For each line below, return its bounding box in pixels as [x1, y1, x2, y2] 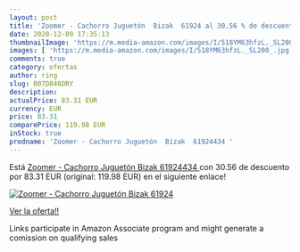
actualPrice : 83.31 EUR [9, 95, 98, 105]
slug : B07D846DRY [9, 79, 74, 88]
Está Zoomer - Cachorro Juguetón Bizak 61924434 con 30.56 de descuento [9, 161, 290, 172]
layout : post [9, 12, 58, 22]
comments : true [9, 54, 66, 63]
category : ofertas [9, 63, 78, 72]
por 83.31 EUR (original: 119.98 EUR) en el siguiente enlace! [9, 171, 227, 182]
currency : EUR [9, 104, 62, 113]
